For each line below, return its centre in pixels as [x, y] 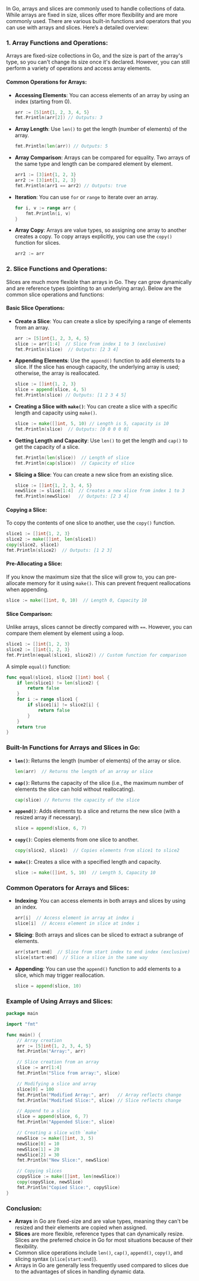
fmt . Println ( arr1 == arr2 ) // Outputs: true [70, 186]
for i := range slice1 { [47, 699]
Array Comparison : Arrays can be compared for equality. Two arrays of [102, 158]
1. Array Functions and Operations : [57, 43]
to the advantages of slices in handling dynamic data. [80, 1272]
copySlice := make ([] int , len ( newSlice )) [68, 1177]
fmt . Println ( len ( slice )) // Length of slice [72, 458]
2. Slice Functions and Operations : [57, 269]
